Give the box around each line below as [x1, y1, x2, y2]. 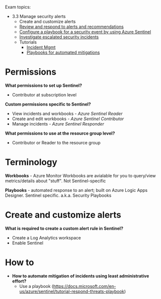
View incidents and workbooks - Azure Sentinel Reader [12, 110, 123, 116]
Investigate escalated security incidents [19, 34, 99, 40]
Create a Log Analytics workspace [12, 235, 81, 240]
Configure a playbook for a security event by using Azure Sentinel [19, 29, 151, 34]
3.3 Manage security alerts [12, 14, 66, 19]
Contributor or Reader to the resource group [12, 140, 101, 145]
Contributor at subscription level [12, 92, 77, 97]
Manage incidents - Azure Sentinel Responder [12, 121, 104, 126]
